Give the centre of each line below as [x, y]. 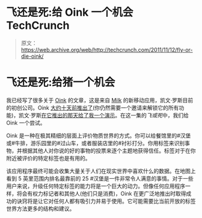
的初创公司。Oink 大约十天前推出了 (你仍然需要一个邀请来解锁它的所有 [93, 107]
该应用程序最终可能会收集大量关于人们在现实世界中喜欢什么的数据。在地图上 [101, 171]
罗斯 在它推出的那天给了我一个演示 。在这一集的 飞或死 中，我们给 [110, 115]
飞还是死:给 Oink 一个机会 [70, 12]
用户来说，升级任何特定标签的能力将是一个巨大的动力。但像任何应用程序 [96, 186]
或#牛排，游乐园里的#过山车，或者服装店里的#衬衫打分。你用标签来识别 [96, 143]
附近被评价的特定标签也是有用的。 [48, 158]
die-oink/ [32, 56]
